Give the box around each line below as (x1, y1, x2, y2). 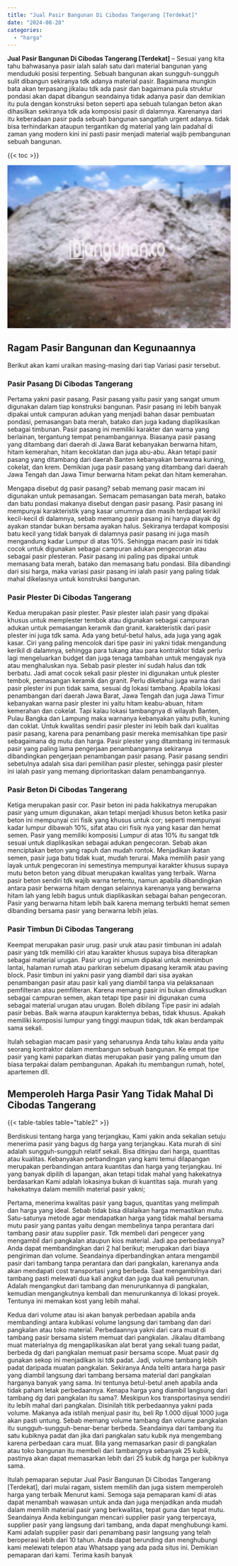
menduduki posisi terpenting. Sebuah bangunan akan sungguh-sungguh (7, 70, 220, 78)
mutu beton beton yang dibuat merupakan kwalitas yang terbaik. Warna (7, 869, 217, 877)
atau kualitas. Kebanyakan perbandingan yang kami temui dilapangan (7, 1155, 210, 1163)
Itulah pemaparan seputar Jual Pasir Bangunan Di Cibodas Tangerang (7, 1475, 211, 1484)
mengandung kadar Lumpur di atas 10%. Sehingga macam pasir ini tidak (7, 536, 219, 545)
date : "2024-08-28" (7, 18, 65, 26)
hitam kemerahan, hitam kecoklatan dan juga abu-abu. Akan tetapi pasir (7, 448, 217, 456)
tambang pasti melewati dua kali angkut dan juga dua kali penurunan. (7, 1274, 210, 1282)
